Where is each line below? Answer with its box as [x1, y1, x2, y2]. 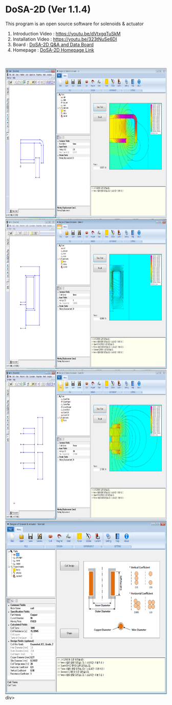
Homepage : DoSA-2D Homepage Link [12, 47, 95, 53]
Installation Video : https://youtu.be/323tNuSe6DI [12, 36, 117, 42]
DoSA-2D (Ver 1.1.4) [5, 4, 91, 15]
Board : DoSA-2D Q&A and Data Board [12, 41, 94, 47]
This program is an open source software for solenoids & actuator [5, 21, 144, 27]
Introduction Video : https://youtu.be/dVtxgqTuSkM [12, 30, 121, 36]
